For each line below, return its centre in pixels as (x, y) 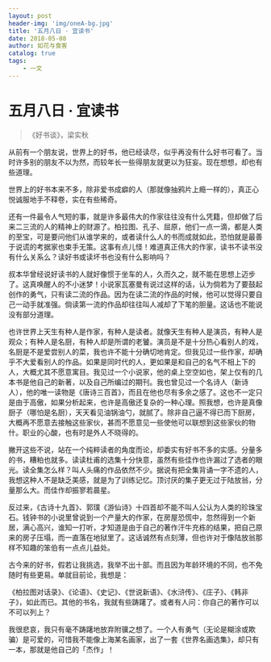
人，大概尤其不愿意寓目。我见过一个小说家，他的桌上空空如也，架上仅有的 (132, 371)
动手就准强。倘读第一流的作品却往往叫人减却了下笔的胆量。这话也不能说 (142, 304)
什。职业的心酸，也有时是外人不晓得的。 (75, 432)
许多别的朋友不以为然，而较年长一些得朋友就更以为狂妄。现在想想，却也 (135, 161)
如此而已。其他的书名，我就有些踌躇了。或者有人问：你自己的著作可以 (142, 601)
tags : (17, 61)
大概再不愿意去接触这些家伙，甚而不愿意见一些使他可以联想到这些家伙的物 (132, 422)
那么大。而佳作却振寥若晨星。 (65, 490)
